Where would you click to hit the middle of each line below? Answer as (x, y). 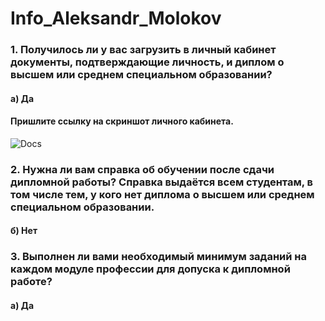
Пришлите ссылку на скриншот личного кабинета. (122, 121)
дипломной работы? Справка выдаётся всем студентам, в (161, 182)
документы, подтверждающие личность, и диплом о (147, 62)
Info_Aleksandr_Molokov (116, 18)
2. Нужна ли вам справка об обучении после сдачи (142, 169)
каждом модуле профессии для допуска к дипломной (150, 269)
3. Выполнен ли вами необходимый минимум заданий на (158, 257)
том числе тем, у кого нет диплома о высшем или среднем (162, 194)
